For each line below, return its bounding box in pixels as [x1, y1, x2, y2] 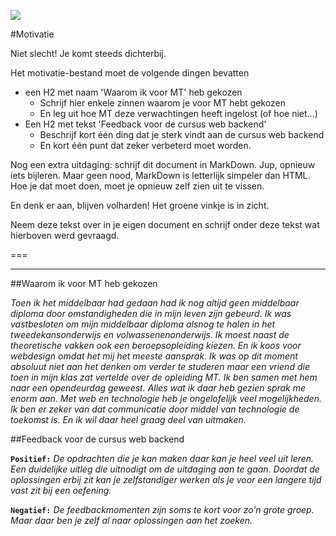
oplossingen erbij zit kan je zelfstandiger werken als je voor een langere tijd [10, 474, 322, 485]
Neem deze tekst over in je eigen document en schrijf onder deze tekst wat [10, 219, 320, 230]
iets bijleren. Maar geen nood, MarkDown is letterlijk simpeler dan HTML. [10, 170, 311, 181]
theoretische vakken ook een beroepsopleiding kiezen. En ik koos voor [10, 340, 302, 351]
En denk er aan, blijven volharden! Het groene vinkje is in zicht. [10, 200, 270, 211]
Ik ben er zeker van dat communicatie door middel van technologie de [10, 403, 300, 415]
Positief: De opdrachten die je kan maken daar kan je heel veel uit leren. [10, 453, 315, 464]
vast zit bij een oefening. [10, 485, 112, 496]
